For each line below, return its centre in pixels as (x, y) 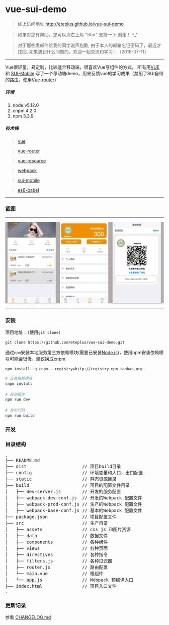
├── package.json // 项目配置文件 (61, 517)
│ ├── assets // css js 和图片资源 (68, 530)
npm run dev (18, 400)
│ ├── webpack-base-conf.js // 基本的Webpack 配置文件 (74, 511)
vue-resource (32, 160)
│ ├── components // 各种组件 (57, 542)
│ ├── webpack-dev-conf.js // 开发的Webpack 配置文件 (74, 498)
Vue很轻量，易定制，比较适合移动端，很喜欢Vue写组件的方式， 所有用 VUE (82, 67)
